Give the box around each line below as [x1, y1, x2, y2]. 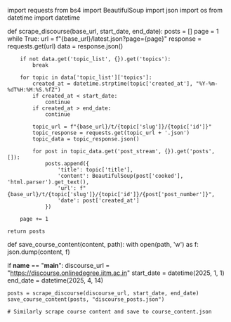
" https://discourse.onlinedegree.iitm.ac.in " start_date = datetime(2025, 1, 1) [7, 269, 225, 277]
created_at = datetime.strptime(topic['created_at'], [32, 80, 193, 87]
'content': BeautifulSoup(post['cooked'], [57, 172, 184, 179]
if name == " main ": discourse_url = [7, 262, 110, 269]
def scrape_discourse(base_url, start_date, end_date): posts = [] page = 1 [7, 27, 219, 35]
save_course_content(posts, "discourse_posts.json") [7, 296, 165, 303]
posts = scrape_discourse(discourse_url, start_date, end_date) [7, 290, 199, 297]
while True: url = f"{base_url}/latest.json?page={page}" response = [7, 34, 202, 43]
